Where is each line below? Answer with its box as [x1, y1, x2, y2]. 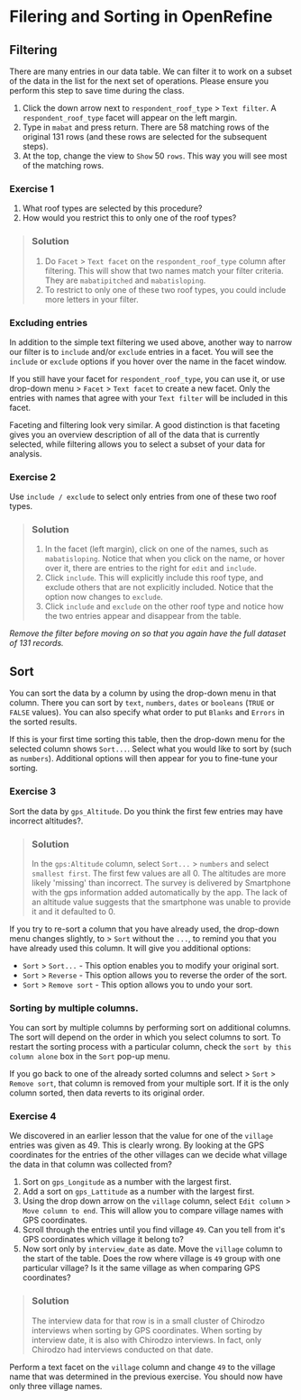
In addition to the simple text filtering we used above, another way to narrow [9, 336, 293, 348]
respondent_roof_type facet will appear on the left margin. [22, 113, 238, 123]
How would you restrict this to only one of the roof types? [22, 213, 237, 223]
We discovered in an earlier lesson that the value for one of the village [9, 1131, 273, 1141]
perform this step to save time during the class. [9, 86, 185, 95]
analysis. [9, 448, 42, 459]
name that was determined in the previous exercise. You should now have [9, 1371, 284, 1382]
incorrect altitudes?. [9, 815, 84, 826]
